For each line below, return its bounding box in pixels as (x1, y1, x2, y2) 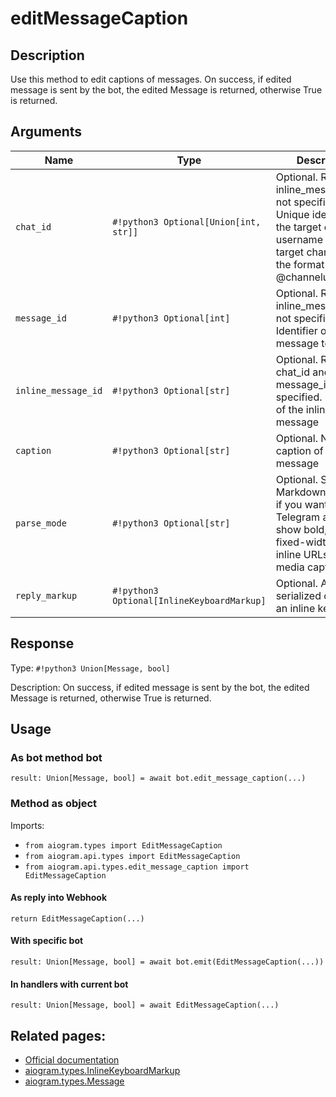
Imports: (10, 819, 45, 831)
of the (275, 402, 304, 416)
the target (275, 220, 322, 234)
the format (275, 257, 325, 271)
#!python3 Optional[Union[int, (112, 216, 262, 227)
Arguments (10, 123, 83, 141)
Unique (275, 207, 310, 221)
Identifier (275, 323, 318, 337)
